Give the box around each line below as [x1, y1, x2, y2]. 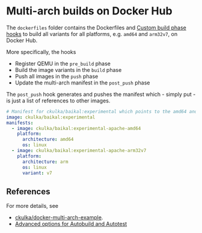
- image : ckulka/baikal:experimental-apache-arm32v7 [11, 148, 147, 154]
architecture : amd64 [22, 137, 74, 143]
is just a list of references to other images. [6, 97, 111, 104]
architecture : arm [22, 159, 69, 165]
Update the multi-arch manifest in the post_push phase [14, 79, 150, 86]
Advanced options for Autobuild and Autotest [14, 220, 127, 228]
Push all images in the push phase [14, 72, 99, 80]
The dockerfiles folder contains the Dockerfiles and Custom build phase [6, 24, 186, 31]
